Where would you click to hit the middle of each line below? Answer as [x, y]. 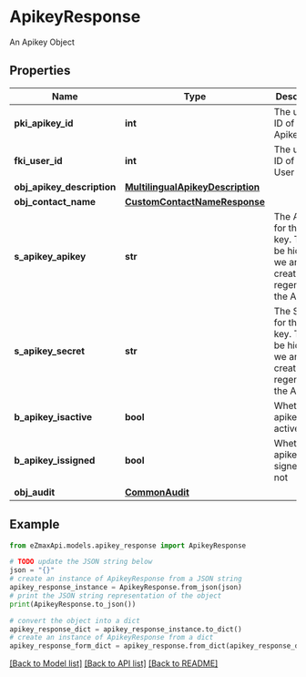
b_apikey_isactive [53, 416]
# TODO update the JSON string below [81, 562]
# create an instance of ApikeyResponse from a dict [112, 638]
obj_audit [35, 492]
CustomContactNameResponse [195, 201]
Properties [40, 71]
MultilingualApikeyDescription [192, 187]
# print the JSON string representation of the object [116, 595]
